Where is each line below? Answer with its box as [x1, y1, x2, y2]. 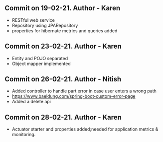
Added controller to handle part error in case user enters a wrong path [11, 88, 157, 94]
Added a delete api [11, 99, 51, 105]
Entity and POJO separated [11, 55, 68, 61]
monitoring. [11, 132, 36, 138]
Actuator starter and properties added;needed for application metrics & [11, 126, 159, 132]
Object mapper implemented [11, 61, 71, 67]
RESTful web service [11, 17, 55, 23]
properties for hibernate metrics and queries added [11, 27, 118, 34]
